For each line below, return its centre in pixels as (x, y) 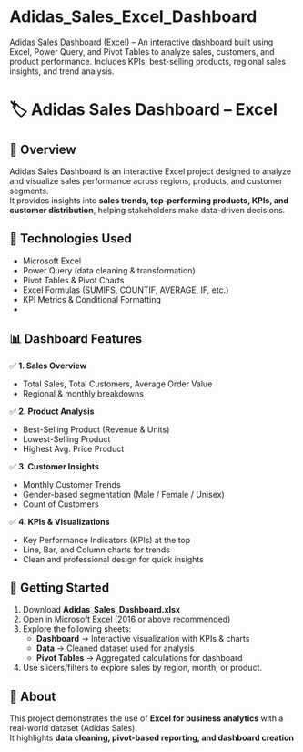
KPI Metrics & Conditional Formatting (92, 299)
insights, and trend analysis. (62, 71)
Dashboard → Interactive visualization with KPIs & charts (143, 639)
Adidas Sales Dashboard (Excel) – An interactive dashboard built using (141, 42)
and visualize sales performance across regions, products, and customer (146, 180)
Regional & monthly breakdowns (83, 393)
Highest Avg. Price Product (73, 448)
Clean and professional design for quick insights (113, 559)
